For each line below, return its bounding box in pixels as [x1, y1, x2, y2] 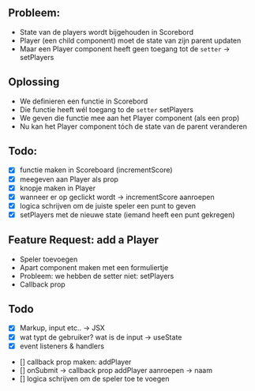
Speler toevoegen [19, 254, 78, 264]
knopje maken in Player [19, 183, 96, 193]
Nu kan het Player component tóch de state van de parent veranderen [19, 122, 247, 131]
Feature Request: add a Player [8, 233, 159, 247]
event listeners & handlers [19, 341, 105, 351]
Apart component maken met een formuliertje [19, 262, 169, 272]
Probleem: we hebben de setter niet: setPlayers [19, 271, 174, 280]
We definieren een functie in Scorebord [19, 96, 148, 106]
